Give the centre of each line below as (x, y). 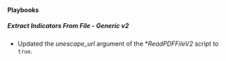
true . (25, 51)
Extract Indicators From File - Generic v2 (68, 26)
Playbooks (23, 10)
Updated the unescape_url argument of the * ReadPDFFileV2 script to (118, 43)
